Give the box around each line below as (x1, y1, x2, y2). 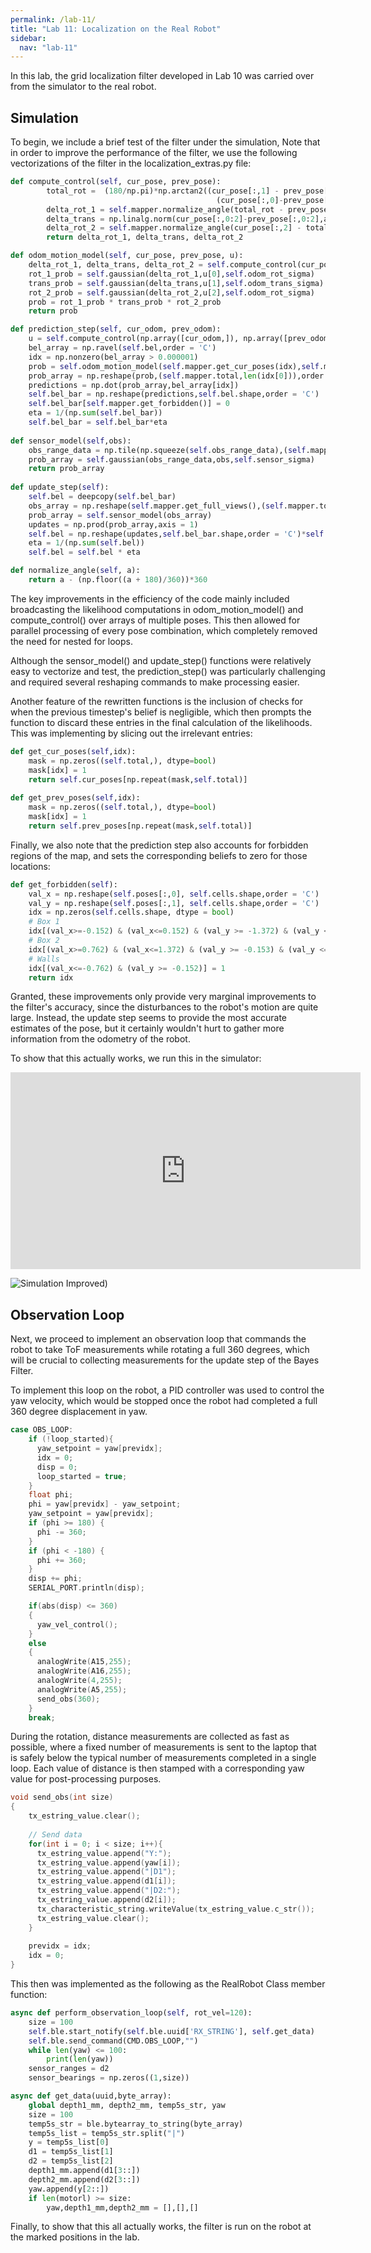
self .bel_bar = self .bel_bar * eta (28, 417, 168, 428)
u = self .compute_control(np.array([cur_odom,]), (28, 334, 240, 344)
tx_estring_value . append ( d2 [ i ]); (36, 1895, 177, 1905)
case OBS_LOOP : (10, 1425, 74, 1435)
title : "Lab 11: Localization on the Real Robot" (10, 24, 222, 34)
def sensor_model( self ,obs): (10, 436, 132, 446)
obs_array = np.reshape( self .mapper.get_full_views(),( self (28, 501, 284, 511)
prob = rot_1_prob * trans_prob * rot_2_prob (28, 297, 222, 307)
